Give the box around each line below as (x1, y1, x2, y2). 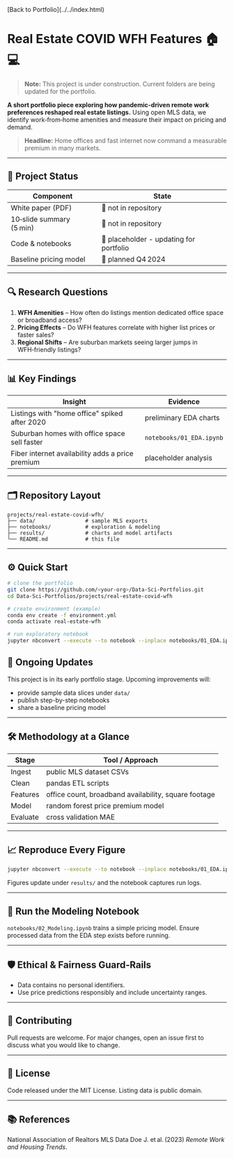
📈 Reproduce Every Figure (7, 844, 126, 856)
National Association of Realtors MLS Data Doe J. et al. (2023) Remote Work (7, 1136, 225, 1144)
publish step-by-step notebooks (17, 695, 110, 704)
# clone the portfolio (7, 580, 73, 587)
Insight (62, 397, 86, 407)
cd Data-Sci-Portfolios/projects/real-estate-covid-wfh (7, 592, 173, 600)
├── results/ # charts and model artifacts (7, 530, 173, 537)
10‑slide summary (10, 214, 71, 224)
